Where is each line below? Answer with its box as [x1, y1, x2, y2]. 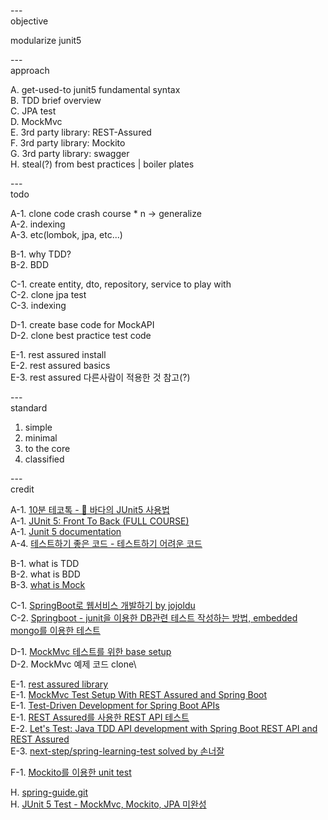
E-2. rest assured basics [10, 360, 111, 371]
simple [24, 421, 53, 433]
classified [24, 453, 65, 465]
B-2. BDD [10, 259, 50, 270]
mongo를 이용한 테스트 [10, 625, 101, 636]
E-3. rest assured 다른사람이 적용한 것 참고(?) [10, 371, 191, 383]
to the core [24, 443, 71, 454]
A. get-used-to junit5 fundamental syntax [10, 84, 181, 95]
